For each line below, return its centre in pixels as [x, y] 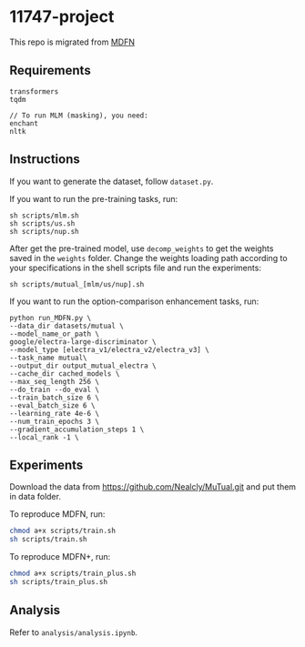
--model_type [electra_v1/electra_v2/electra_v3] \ [109, 349]
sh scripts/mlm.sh [44, 216]
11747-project [62, 17]
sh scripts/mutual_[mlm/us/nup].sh [77, 284]
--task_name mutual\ [49, 358]
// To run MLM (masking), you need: [79, 116]
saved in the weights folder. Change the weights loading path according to [149, 258]
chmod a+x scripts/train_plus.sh [73, 574]
